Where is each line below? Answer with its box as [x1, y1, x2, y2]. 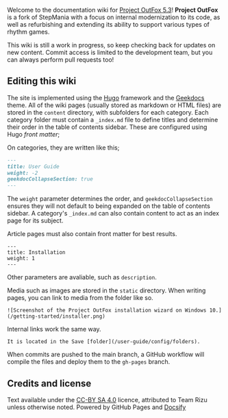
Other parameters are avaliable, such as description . [7, 273, 157, 281]
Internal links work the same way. [7, 325, 101, 334]
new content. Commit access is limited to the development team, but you [7, 48, 213, 56]
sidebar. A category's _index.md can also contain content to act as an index [7, 209, 220, 218]
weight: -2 [7, 170, 38, 176]
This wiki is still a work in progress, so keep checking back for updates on [7, 41, 216, 49]
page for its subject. [7, 216, 64, 225]
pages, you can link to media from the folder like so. [7, 294, 154, 302]
